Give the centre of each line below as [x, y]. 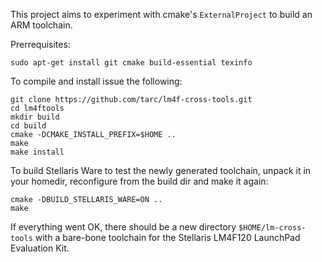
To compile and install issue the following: [96, 81]
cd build [28, 126]
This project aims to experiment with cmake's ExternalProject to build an [161, 14]
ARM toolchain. [41, 25]
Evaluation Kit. [40, 248]
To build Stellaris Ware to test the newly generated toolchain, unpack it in [161, 170]
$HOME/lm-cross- [272, 228]
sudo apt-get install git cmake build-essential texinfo [131, 63]
